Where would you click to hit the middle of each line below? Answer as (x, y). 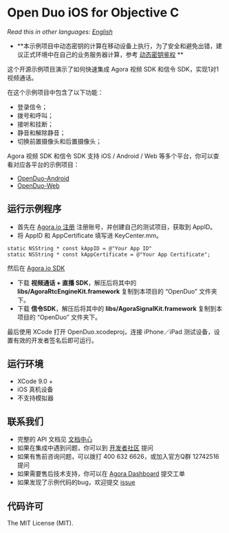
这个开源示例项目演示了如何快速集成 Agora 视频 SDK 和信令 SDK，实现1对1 (113, 69)
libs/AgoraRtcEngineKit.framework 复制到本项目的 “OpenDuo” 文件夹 (117, 291)
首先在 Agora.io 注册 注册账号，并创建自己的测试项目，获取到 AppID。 (117, 227)
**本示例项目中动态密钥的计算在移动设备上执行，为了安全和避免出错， (117, 45)
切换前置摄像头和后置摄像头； (59, 141)
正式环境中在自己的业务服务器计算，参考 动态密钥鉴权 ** (103, 54)
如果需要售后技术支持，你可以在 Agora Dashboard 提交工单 (101, 474)
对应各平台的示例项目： (46, 164)
